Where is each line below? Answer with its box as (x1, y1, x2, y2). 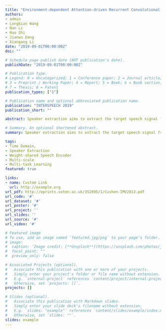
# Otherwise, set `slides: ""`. (5, 313, 77, 318)
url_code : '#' (5, 194, 35, 199)
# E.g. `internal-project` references (5, 276, 90, 281)
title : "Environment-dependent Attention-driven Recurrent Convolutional (5, 7, 161, 12)
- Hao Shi (5, 30, 26, 35)
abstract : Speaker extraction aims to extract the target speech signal (5, 117, 158, 122)
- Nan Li (5, 26, 23, 31)
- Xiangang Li (5, 40, 35, 45)
